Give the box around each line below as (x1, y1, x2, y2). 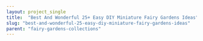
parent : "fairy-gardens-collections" (6, 25, 101, 32)
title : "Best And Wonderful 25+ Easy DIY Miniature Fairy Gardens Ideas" (6, 14, 199, 20)
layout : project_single (6, 8, 66, 15)
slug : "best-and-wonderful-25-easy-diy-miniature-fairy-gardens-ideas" (6, 20, 190, 26)
